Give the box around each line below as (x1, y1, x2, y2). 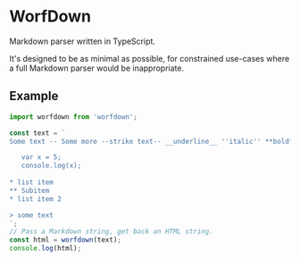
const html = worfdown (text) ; (9, 235, 122, 245)
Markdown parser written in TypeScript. (9, 36, 156, 46)
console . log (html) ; (9, 244, 82, 253)
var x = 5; (21, 153, 62, 162)
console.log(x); (21, 161, 82, 171)
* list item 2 (9, 194, 62, 203)
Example (9, 89, 59, 104)
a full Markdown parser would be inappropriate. (9, 63, 185, 73)
